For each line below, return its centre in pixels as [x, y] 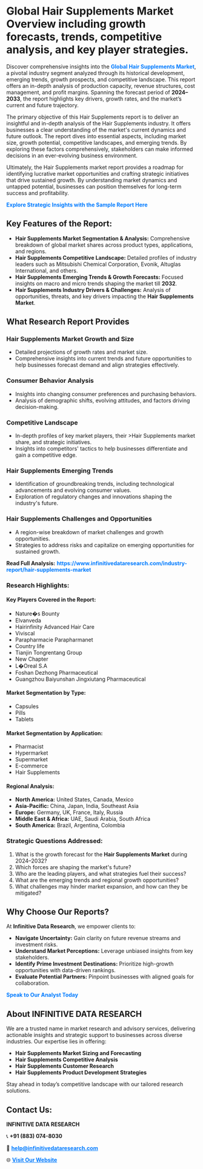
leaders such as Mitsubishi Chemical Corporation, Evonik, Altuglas [98, 264]
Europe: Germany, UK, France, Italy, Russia [69, 812]
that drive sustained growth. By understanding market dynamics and [92, 180]
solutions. [18, 1091]
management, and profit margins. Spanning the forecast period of [88, 92]
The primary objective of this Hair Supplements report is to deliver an [93, 117]
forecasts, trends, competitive [84, 37]
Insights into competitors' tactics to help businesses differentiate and [101, 449]
